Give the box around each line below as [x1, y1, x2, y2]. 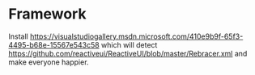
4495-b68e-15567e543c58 [8, 40, 100, 49]
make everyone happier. [8, 57, 89, 67]
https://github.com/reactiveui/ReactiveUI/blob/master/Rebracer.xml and [8, 48, 248, 58]
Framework [8, 5, 87, 23]
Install [8, 31, 28, 41]
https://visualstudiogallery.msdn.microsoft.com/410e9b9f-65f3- [29, 31, 244, 41]
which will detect [100, 40, 158, 49]
